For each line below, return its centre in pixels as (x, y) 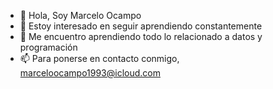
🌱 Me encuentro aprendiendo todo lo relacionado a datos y (141, 36)
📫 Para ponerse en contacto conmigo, (99, 58)
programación (48, 47)
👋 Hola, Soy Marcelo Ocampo (80, 15)
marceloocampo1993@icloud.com (90, 73)
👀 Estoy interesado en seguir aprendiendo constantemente (141, 26)
